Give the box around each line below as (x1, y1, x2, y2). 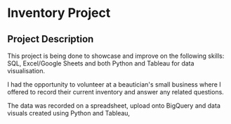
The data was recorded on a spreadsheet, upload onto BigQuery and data (7, 101, 221, 110)
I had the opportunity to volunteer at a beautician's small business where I (7, 80, 221, 89)
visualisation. (7, 67, 46, 75)
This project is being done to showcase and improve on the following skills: (7, 51, 225, 60)
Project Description (7, 33, 94, 45)
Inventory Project (7, 5, 111, 21)
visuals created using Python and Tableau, (7, 109, 131, 117)
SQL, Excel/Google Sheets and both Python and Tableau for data (7, 59, 194, 68)
